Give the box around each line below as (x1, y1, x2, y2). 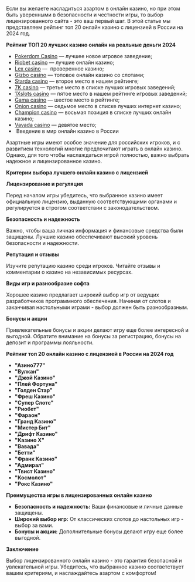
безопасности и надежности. (6, 240, 80, 246)
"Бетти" (14, 449, 36, 456)
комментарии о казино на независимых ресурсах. (6, 268, 133, 275)
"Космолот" (14, 474, 47, 481)
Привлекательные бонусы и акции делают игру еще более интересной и (6, 327, 189, 334)
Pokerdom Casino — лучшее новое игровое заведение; (14, 53, 153, 59)
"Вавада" (14, 443, 39, 450)
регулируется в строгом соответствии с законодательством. (6, 204, 159, 211)
